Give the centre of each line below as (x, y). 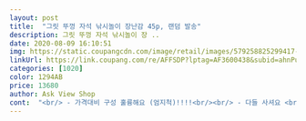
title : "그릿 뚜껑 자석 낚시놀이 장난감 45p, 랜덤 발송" (106, 26)
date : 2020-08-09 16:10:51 (61, 43)
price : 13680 (34, 86)
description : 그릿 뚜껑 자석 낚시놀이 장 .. (85, 35)
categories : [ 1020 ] (46, 69)
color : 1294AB (36, 77)
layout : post (34, 18)
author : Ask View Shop (52, 94)
